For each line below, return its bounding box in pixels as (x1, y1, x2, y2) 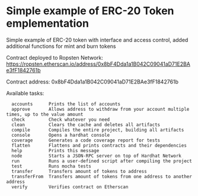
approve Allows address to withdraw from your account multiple (11, 106, 190, 112)
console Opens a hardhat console (11, 132, 110, 138)
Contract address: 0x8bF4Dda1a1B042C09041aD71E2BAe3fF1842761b (6, 78, 179, 85)
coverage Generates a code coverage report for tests (11, 137, 161, 143)
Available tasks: (6, 89, 44, 97)
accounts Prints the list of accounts (11, 101, 120, 107)
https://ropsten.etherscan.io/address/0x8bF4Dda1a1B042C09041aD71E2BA (6, 60, 191, 68)
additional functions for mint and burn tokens (6, 43, 116, 50)
